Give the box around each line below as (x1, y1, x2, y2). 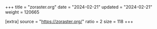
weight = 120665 (5, 9, 40, 15)
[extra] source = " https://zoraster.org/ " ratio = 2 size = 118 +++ (5, 19, 134, 24)
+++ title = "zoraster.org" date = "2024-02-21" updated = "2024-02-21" (5, 4, 153, 10)
